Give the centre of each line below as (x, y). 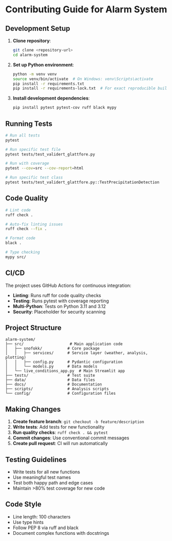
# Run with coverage (27, 163)
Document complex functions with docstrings (61, 533)
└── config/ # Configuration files (61, 394)
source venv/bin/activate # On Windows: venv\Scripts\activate (83, 79)
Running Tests (29, 123)
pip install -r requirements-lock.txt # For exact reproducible (84, 88)
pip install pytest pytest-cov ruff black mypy (64, 108)
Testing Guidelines (36, 460)
